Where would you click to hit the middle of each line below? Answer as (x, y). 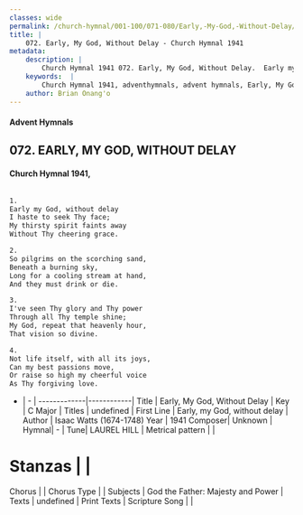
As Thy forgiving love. (54, 384)
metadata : (28, 51)
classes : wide (36, 18)
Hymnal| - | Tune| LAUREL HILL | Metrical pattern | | (119, 430)
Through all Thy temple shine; (68, 317)
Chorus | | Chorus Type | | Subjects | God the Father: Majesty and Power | (147, 492)
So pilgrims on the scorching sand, (78, 258)
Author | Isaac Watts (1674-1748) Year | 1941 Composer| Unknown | (147, 420)
